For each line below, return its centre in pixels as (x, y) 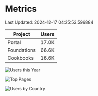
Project (22, 34)
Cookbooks (21, 58)
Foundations (22, 50)
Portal (14, 42)
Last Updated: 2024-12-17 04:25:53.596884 (49, 22)
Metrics (21, 9)
